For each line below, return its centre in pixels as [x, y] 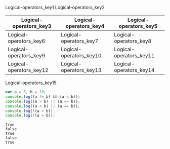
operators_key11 [134, 55]
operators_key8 [133, 41]
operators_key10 [81, 55]
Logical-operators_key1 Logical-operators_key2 [55, 7]
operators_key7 [80, 41]
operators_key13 [81, 70]
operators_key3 [32, 26]
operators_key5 [138, 26]
